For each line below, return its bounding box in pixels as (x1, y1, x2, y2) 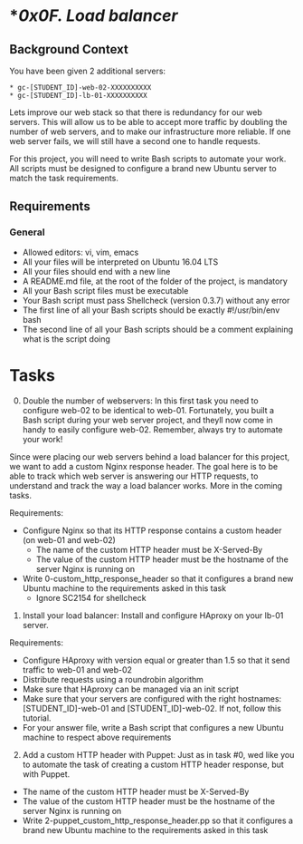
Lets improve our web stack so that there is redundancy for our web (9, 107, 262, 118)
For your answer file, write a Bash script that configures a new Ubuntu (22, 722, 284, 732)
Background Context (9, 42, 128, 57)
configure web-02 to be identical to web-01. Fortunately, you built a (22, 404, 274, 415)
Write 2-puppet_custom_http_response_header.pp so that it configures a (22, 815, 294, 826)
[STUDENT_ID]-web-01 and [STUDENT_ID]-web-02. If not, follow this (22, 703, 282, 713)
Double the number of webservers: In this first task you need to (22, 395, 260, 406)
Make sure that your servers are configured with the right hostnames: (22, 693, 282, 703)
